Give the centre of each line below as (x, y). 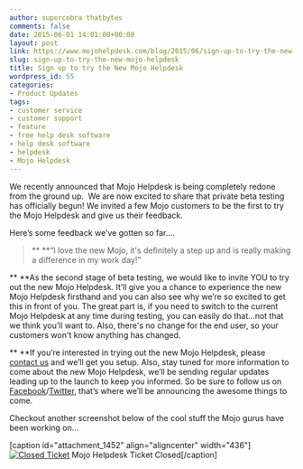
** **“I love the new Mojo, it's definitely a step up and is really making (161, 250)
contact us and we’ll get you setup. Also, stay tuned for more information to (149, 361)
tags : (19, 102)
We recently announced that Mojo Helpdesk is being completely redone (142, 186)
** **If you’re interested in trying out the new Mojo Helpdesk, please (138, 352)
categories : (32, 85)
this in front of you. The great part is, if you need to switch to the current (144, 306)
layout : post (34, 43)
